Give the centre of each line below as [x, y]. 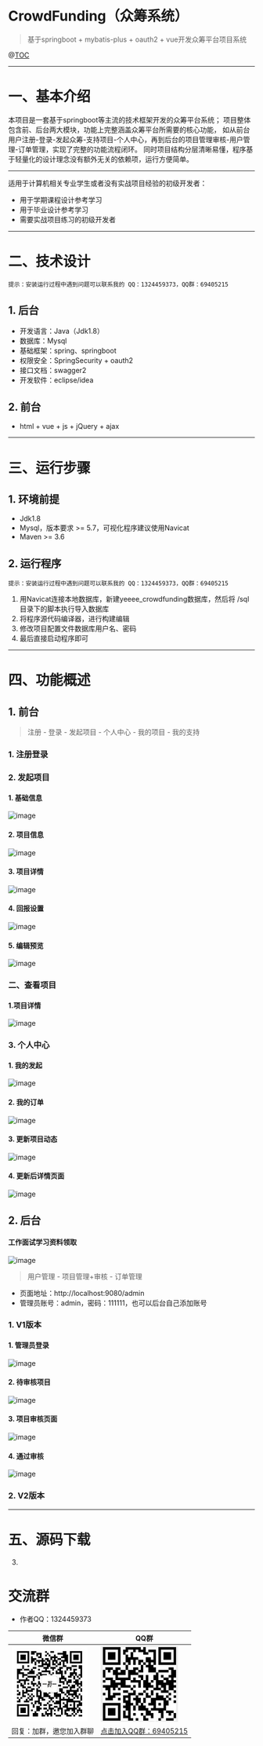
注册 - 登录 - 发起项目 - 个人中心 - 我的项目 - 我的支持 [113, 732]
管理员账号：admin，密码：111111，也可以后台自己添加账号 [113, 1303]
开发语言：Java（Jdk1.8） [61, 331]
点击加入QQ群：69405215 [144, 1731]
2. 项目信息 [26, 834]
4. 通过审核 [26, 1456]
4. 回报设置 [26, 909]
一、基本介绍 [50, 97]
